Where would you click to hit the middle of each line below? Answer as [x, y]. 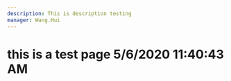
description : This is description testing [69, 13]
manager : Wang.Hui [34, 20]
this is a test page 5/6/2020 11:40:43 [115, 54]
